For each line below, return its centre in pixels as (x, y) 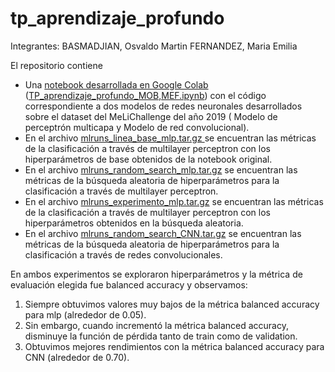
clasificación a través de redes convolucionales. (123, 254)
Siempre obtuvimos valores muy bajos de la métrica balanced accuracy (172, 304)
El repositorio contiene (56, 65)
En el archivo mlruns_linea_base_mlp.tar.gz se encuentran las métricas (170, 138)
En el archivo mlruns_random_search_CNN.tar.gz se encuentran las (163, 233)
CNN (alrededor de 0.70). (77, 357)
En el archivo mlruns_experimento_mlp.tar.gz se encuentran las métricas (174, 201)
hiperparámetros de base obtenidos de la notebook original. (148, 159)
